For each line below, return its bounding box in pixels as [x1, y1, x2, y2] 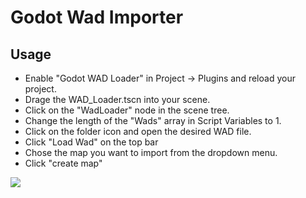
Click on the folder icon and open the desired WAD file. [24, 126, 252, 137]
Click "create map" [24, 157, 103, 169]
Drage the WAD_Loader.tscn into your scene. [24, 94, 211, 105]
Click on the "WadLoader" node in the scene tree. [24, 104, 230, 116]
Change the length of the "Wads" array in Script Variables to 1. [24, 115, 282, 126]
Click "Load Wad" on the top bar [24, 136, 159, 148]
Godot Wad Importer [10, 6, 184, 29]
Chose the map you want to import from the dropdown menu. [24, 147, 278, 158]
